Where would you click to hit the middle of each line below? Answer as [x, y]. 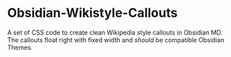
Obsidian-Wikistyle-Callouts [92, 13]
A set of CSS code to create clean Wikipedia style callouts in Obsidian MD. [115, 32]
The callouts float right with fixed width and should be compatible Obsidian [116, 39]
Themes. [20, 47]
